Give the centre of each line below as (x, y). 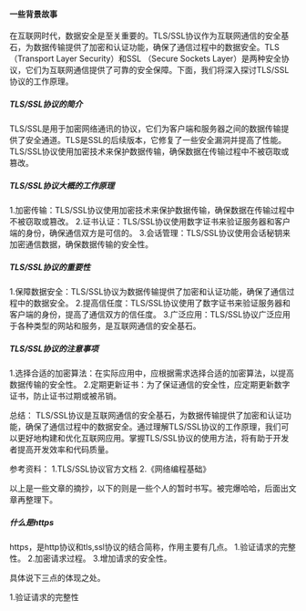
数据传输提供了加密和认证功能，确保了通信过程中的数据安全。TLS (156, 47)
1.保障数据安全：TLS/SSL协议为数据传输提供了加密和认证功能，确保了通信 (148, 292)
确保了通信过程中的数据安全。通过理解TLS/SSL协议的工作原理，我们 (153, 427)
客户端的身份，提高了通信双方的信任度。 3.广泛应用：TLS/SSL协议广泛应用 (150, 315)
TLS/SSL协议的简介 (46, 104)
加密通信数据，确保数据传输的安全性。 (81, 244)
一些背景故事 (33, 14)
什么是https (32, 522)
